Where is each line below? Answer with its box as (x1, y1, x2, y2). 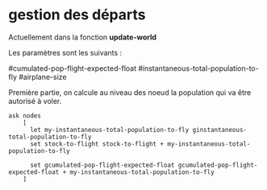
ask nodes (8, 111, 42, 120)
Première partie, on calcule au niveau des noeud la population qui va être (8, 87, 252, 97)
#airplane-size (19, 72, 67, 81)
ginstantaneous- (192, 126, 248, 134)
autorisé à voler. (8, 96, 62, 105)
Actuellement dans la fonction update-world (8, 32, 157, 42)
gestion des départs (8, 6, 146, 24)
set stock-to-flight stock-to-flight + (29, 139, 164, 148)
